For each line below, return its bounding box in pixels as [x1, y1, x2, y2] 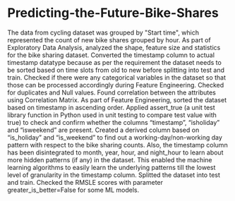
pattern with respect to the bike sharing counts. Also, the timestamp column [7, 140, 228, 149]
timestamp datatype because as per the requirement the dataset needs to [7, 58, 222, 66]
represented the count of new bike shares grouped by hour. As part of [7, 35, 212, 44]
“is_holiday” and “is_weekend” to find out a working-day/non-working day [7, 133, 222, 142]
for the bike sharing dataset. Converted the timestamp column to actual [7, 51, 215, 59]
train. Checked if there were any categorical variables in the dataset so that [7, 73, 227, 82]
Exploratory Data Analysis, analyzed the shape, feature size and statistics [7, 43, 221, 51]
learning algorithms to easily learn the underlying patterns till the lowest [7, 163, 216, 171]
